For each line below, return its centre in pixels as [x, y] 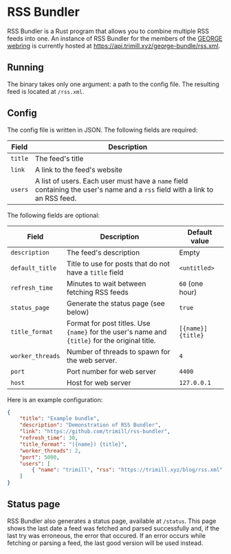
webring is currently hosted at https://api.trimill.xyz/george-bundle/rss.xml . [114, 46]
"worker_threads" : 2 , [50, 451]
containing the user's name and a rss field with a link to [124, 189]
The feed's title [59, 158]
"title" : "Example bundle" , [59, 419]
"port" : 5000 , [40, 457]
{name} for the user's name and [117, 332]
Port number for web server [111, 371]
